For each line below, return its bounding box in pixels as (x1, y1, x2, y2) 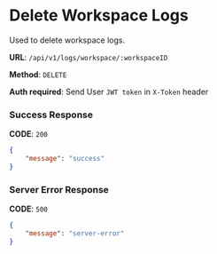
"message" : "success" (25, 155, 105, 163)
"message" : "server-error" (25, 229, 125, 238)
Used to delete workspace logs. (9, 35, 126, 45)
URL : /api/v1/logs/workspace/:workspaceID (9, 52, 168, 62)
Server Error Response (9, 183, 109, 195)
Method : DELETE (9, 68, 67, 80)
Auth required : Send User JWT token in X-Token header (9, 86, 209, 97)
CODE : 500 (9, 203, 49, 214)
